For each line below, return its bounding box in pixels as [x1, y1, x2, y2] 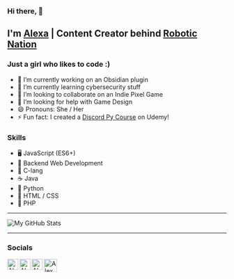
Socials [7, 243, 33, 253]
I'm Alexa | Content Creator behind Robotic [7, 28, 198, 40]
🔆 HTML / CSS [17, 191, 59, 200]
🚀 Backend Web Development [17, 159, 103, 167]
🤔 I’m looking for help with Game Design [17, 97, 133, 106]
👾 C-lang [17, 166, 43, 175]
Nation [7, 38, 37, 51]
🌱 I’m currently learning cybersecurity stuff [17, 83, 141, 91]
